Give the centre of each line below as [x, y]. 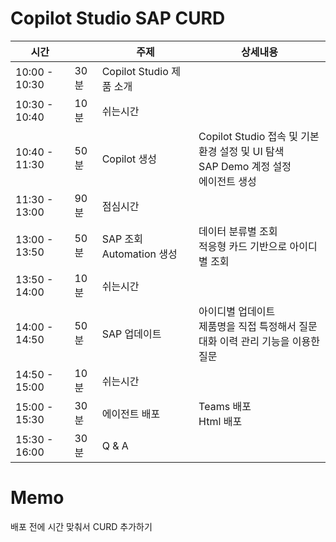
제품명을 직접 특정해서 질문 [258, 326]
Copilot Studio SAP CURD [118, 18]
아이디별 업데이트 [237, 311]
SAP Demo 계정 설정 [245, 166]
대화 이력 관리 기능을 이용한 [259, 341]
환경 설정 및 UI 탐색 [241, 151]
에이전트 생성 [227, 181]
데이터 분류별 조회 [238, 231]
